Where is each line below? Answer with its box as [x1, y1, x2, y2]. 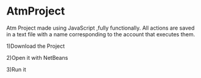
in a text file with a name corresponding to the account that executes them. [6, 30, 196, 37]
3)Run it [6, 65, 26, 73]
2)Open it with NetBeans [6, 54, 68, 61]
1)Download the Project [6, 42, 65, 50]
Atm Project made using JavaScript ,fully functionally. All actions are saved [6, 24, 195, 31]
